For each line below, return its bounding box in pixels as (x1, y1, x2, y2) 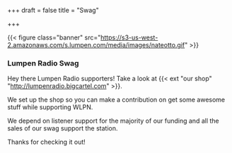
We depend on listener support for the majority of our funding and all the (7, 116, 219, 126)
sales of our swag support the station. (7, 124, 118, 133)
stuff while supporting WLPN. (7, 103, 93, 111)
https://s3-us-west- (100, 33, 158, 42)
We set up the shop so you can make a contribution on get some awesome (7, 95, 226, 104)
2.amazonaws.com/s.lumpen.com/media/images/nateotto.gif (7, 41, 185, 49)
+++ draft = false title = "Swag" (7, 6, 99, 14)
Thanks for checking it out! (7, 137, 86, 147)
